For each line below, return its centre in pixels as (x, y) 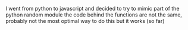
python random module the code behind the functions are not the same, (94, 15)
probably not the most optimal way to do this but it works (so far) (85, 21)
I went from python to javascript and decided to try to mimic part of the (93, 9)
